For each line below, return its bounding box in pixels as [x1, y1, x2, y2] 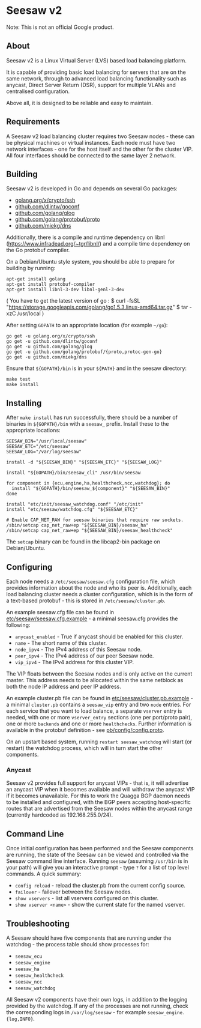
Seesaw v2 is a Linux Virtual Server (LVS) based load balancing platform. [6, 56, 187, 64]
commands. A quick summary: [6, 870, 82, 877]
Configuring [6, 562, 53, 572]
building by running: [6, 265, 56, 272]
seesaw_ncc [14, 979, 43, 985]
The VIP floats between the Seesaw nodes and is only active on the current [6, 670, 193, 677]
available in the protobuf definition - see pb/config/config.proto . [6, 727, 164, 733]
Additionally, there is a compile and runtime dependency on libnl [6, 234, 165, 241]
